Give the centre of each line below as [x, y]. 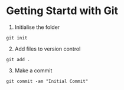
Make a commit [33, 70]
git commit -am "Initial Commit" [47, 81]
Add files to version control [48, 49]
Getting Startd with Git [62, 11]
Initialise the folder [37, 27]
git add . [18, 59]
